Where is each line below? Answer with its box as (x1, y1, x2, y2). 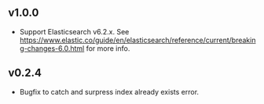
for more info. (86, 43, 130, 53)
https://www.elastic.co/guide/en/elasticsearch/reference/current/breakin (19, 35, 256, 45)
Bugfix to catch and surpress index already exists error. (19, 87, 199, 96)
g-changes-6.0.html (19, 43, 85, 53)
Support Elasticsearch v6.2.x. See (19, 27, 130, 36)
